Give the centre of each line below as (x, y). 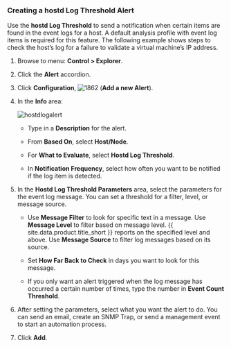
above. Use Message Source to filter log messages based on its (119, 240)
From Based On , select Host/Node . (78, 142)
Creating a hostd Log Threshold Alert (71, 10)
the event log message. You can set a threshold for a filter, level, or (112, 197)
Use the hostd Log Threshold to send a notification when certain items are (114, 26)
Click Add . (32, 338)
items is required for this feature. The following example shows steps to (109, 40)
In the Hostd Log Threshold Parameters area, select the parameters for (120, 189)
